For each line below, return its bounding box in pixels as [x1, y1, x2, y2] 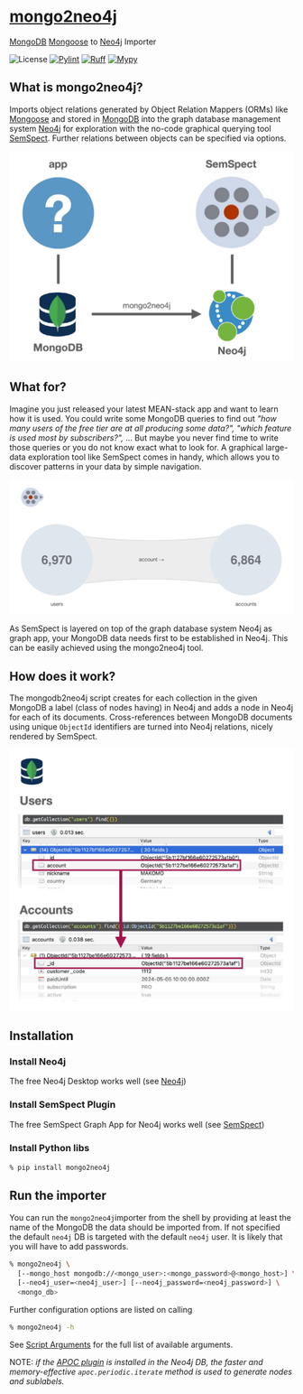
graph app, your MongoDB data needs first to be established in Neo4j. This [9, 633, 289, 644]
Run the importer [9, 1188, 106, 1203]
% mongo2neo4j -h [9, 1323, 75, 1333]
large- [265, 441, 289, 452]
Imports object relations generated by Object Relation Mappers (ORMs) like [9, 104, 289, 115]
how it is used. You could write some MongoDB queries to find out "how [9, 413, 277, 423]
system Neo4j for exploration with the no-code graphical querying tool [9, 123, 272, 134]
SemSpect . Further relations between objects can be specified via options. [9, 133, 287, 144]
